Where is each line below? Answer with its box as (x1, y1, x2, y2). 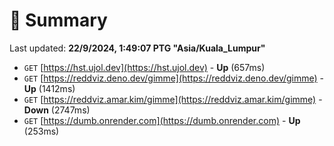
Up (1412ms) (23, 82, 76, 94)
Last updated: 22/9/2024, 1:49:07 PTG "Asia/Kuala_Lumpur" (9, 42, 266, 54)
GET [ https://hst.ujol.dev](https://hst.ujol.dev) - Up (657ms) (23, 61, 266, 73)
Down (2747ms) (23, 104, 91, 116)
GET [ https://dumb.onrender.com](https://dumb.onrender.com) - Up (23, 114, 301, 126)
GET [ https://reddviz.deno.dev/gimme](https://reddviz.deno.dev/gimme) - (23, 72, 325, 84)
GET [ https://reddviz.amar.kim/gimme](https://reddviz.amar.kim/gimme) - (23, 93, 323, 105)
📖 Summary (9, 9, 108, 32)
